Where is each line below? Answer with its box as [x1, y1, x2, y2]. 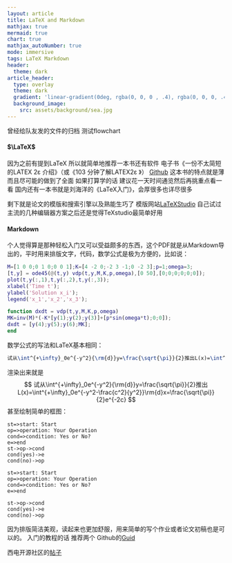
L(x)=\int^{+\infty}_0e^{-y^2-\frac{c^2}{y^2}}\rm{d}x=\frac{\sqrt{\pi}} [17, 388, 215, 396]
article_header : [7, 74, 54, 82]
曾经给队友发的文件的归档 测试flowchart [7, 126, 121, 135]
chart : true [7, 36, 41, 43]
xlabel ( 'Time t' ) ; [7, 283, 60, 289]
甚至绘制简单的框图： [7, 406, 68, 415]
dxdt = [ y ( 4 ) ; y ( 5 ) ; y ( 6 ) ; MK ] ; [7, 321, 91, 328]
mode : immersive [7, 49, 54, 56]
